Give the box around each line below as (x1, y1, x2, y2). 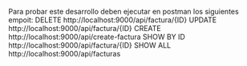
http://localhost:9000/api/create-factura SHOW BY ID (8, 32, 186, 41)
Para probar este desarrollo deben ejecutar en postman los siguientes (8, 7, 239, 16)
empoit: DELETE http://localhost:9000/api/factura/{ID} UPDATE (8, 15, 217, 25)
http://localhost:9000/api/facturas (8, 49, 121, 58)
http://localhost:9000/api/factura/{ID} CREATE (8, 24, 162, 33)
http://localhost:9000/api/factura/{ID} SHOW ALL (8, 41, 171, 50)
